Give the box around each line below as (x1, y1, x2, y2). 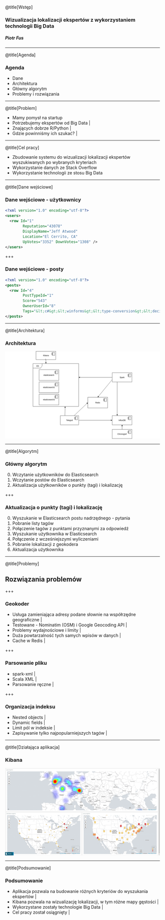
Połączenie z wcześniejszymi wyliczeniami (12, 536, 99, 542)
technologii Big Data (5, 22, 55, 29)
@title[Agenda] (5, 52, 36, 58)
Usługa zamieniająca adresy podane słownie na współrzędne (12, 612, 136, 617)
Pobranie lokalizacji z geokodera (12, 542, 79, 547)
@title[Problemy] (5, 561, 39, 567)
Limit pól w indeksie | (12, 724, 55, 731)
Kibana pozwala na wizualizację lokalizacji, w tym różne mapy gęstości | (12, 899, 159, 905)
